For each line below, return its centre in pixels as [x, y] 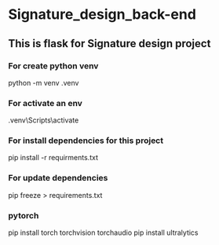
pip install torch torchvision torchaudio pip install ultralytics [103, 232]
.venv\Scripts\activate [44, 120]
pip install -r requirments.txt [53, 158]
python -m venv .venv [44, 82]
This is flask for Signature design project [109, 44]
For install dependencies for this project [86, 141]
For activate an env [45, 103]
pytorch [24, 215]
